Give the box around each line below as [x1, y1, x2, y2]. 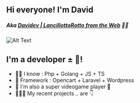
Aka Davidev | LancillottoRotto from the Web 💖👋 [6, 21, 129, 29]
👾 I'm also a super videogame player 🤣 [14, 83, 111, 90]
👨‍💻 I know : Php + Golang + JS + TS [14, 70, 105, 78]
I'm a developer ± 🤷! [6, 54, 83, 64]
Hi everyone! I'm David [6, 5, 94, 15]
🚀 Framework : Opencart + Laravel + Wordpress [14, 76, 135, 84]
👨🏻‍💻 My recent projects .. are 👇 [14, 90, 94, 97]
